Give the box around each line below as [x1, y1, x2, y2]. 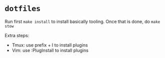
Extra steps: [4, 32, 29, 38]
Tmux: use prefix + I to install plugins [11, 42, 88, 48]
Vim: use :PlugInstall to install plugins [11, 47, 88, 53]
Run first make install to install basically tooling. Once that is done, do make [4, 18, 160, 24]
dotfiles [4, 4, 41, 13]
